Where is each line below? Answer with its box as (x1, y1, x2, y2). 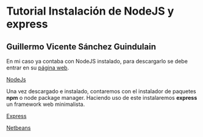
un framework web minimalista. (6, 100, 85, 108)
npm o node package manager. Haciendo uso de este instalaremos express (6, 94, 198, 101)
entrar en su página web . (6, 64, 69, 71)
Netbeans (6, 124, 31, 132)
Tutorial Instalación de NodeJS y (6, 4, 174, 18)
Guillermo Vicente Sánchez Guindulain (6, 41, 157, 52)
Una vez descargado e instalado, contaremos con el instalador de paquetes (6, 88, 196, 95)
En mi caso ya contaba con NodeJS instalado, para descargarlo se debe (6, 58, 188, 65)
